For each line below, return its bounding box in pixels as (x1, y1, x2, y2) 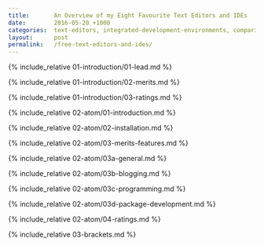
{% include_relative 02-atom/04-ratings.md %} (8, 215, 161, 224)
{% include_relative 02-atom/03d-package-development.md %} (8, 200, 216, 209)
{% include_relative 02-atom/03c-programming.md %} (8, 184, 186, 193)
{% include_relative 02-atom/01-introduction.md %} (8, 108, 177, 118)
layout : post (8, 33, 68, 42)
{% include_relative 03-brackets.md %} (8, 229, 137, 240)
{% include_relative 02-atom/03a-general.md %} (8, 154, 167, 163)
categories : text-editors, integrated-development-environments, (8, 26, 230, 34)
